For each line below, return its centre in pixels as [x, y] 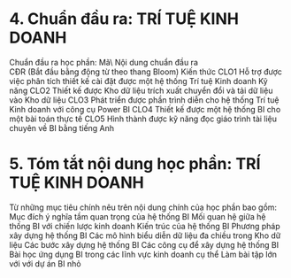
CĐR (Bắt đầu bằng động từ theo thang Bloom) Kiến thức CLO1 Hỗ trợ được [146, 72]
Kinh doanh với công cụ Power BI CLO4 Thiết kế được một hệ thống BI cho [145, 109]
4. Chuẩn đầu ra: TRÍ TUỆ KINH [124, 19]
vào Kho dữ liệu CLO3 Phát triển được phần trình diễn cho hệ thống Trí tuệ [144, 100]
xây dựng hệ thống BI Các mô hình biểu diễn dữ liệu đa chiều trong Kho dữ [145, 236]
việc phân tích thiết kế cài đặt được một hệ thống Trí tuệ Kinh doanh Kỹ [138, 81]
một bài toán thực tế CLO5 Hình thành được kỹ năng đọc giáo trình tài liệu [143, 119]
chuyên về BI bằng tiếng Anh [62, 127]
